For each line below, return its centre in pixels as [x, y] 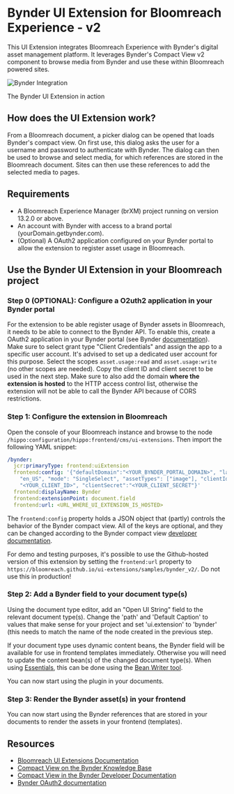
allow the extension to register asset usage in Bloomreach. [101, 248]
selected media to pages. [44, 172]
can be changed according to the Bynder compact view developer [102, 533]
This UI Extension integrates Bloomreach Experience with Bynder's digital [113, 47]
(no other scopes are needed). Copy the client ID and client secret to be [110, 369]
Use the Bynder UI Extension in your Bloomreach [115, 270]
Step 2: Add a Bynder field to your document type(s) [97, 594]
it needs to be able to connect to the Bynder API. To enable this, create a [111, 332]
